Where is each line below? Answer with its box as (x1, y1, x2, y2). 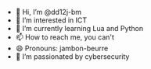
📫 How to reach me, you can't (15, 33, 115, 42)
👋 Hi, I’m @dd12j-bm (15, 8, 82, 16)
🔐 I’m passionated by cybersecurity (15, 52, 130, 61)
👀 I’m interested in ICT (15, 16, 88, 25)
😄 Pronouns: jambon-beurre (15, 43, 109, 53)
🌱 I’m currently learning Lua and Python (15, 24, 143, 33)
